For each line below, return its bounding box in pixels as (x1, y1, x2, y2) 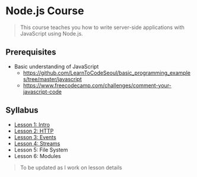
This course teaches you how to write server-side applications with (20, 24, 185, 31)
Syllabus (5, 105, 39, 115)
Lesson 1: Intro (14, 121, 50, 128)
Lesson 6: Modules (14, 152, 61, 159)
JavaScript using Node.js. (20, 30, 84, 37)
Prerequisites (5, 47, 56, 57)
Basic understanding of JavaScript (14, 63, 99, 70)
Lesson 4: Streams (14, 140, 61, 147)
